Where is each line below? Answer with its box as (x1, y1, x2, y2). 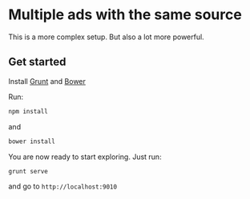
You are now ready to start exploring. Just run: (8, 152, 162, 161)
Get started (8, 55, 67, 69)
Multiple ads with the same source (8, 6, 242, 24)
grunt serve (8, 167, 48, 175)
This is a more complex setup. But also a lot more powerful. (8, 32, 204, 42)
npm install (8, 107, 48, 115)
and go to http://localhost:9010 (8, 181, 118, 191)
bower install (8, 137, 56, 145)
